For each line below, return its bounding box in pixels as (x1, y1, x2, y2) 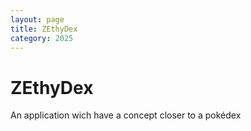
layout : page (10, 14, 65, 25)
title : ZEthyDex (10, 24, 78, 34)
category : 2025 (10, 33, 74, 43)
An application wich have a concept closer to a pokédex (10, 109, 242, 121)
